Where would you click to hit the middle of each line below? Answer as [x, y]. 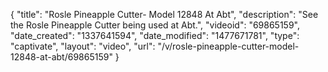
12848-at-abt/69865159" [61, 57]
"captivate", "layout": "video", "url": [83, 46]
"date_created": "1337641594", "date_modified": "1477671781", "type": [155, 35]
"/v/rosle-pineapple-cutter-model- [228, 46]
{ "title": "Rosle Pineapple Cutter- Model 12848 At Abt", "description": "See [164, 14]
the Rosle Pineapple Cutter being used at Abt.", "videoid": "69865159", [155, 25]
